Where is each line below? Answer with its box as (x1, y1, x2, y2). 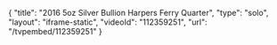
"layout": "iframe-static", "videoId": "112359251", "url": (8, 17, 208, 27)
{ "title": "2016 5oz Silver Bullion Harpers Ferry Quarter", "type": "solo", (8, 8, 269, 18)
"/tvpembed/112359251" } (8, 26, 103, 36)
